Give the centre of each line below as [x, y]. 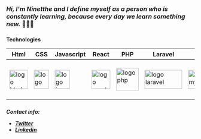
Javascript [70, 54]
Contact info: [23, 111]
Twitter [24, 123]
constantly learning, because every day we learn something [96, 16]
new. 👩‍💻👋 [20, 24]
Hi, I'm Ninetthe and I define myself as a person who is [87, 9]
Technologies [24, 39]
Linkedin [26, 129]
